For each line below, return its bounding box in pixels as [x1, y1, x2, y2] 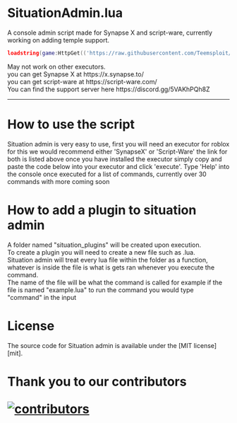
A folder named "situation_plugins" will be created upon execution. [7, 241, 202, 249]
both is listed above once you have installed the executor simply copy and [7, 154, 222, 163]
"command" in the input [7, 293, 77, 301]
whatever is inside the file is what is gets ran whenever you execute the [7, 263, 215, 272]
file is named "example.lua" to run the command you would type [7, 285, 194, 294]
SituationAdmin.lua [7, 5, 123, 21]
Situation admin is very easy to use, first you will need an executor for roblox [7, 139, 230, 148]
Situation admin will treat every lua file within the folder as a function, [7, 255, 208, 264]
